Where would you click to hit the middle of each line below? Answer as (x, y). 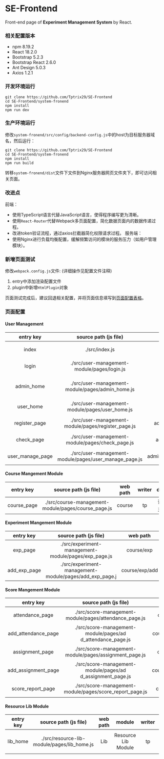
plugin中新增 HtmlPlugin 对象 (40, 288)
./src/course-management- (77, 502)
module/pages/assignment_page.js (106, 655)
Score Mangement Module (32, 590)
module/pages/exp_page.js (81, 556)
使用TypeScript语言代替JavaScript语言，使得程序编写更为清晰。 (77, 215)
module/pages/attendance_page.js (105, 618)
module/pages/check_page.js (100, 443)
